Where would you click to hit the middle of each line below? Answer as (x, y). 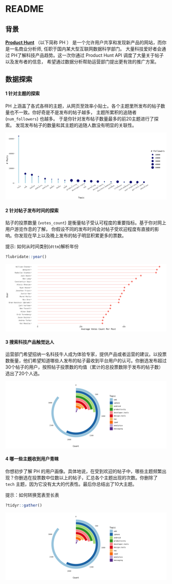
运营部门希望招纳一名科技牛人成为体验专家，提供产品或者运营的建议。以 (81, 354)
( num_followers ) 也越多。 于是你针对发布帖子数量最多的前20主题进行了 (80, 119)
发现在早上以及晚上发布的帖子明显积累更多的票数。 (72, 236)
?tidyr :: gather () (24, 505)
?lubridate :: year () (26, 257)
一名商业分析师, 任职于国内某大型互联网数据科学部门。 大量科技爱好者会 (85, 49)
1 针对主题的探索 (23, 93)
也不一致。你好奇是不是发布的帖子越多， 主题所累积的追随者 (73, 112)
